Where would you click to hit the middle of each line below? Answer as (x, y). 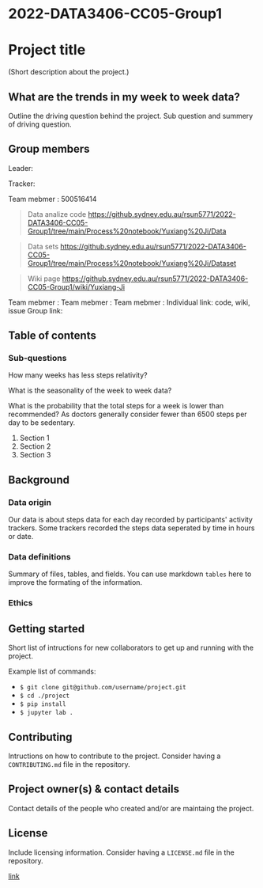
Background (39, 480)
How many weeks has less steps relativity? (78, 375)
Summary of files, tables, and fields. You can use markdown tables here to (130, 574)
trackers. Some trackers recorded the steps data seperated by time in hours (131, 528)
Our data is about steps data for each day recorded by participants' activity (130, 520)
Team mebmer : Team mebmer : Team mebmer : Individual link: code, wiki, (129, 302)
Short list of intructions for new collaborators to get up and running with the (131, 648)
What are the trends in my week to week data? (124, 97)
